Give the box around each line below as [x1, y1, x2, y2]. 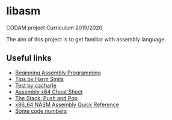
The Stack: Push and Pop [14, 94, 78, 101]
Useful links [6, 53, 52, 64]
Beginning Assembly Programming [14, 69, 101, 76]
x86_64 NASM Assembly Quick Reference [14, 101, 119, 108]
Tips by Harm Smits [14, 75, 64, 82]
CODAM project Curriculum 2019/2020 [6, 24, 103, 31]
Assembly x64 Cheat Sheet [14, 88, 83, 95]
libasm [6, 4, 41, 18]
